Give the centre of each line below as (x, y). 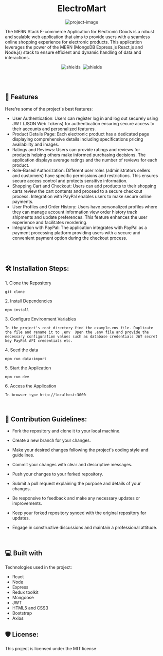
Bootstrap (22, 613)
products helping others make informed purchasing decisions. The (79, 155)
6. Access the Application (31, 386)
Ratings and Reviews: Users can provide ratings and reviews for (76, 149)
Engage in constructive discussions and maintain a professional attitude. (85, 528)
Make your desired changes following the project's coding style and (80, 450)
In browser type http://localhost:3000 (45, 395)
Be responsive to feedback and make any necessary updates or (76, 498)
